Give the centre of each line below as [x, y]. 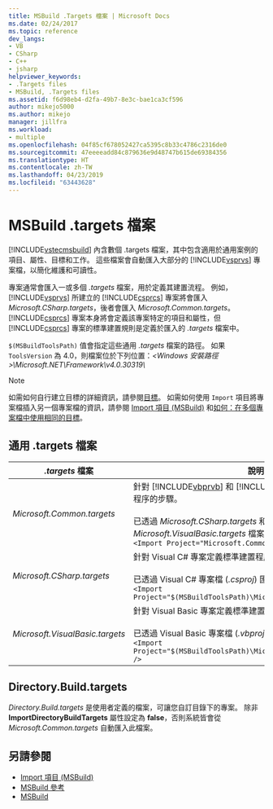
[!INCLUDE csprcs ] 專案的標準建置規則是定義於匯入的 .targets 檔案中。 [126, 328]
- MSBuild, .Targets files [54, 92]
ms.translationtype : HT [49, 160]
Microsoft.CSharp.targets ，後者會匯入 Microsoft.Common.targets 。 [122, 307]
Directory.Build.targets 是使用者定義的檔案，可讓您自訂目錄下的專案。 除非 [133, 708]
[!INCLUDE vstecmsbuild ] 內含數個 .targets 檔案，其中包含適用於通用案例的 [133, 249]
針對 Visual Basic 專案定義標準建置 [199, 610]
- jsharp [23, 69]
